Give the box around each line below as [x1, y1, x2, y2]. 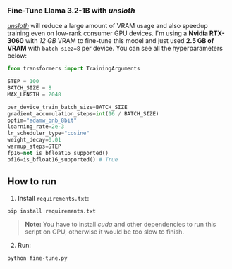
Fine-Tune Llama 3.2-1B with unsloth [7, 6, 135, 15]
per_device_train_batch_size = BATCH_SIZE [7, 104, 128, 111]
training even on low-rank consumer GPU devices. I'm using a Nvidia [7, 29, 208, 37]
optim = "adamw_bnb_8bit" [7, 117, 78, 124]
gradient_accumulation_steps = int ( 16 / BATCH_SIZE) [7, 110, 159, 118]
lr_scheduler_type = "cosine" [7, 130, 90, 137]
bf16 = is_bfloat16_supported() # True [7, 156, 118, 163]
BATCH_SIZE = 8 [7, 85, 52, 92]
